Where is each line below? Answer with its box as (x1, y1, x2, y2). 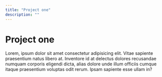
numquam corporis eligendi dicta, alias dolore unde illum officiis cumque (5, 61, 157, 67)
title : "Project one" (5, 7, 51, 13)
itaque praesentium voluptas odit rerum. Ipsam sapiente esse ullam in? (5, 66, 152, 72)
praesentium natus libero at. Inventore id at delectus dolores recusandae (5, 56, 157, 62)
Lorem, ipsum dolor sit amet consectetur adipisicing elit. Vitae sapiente (5, 50, 153, 56)
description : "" (5, 12, 39, 17)
